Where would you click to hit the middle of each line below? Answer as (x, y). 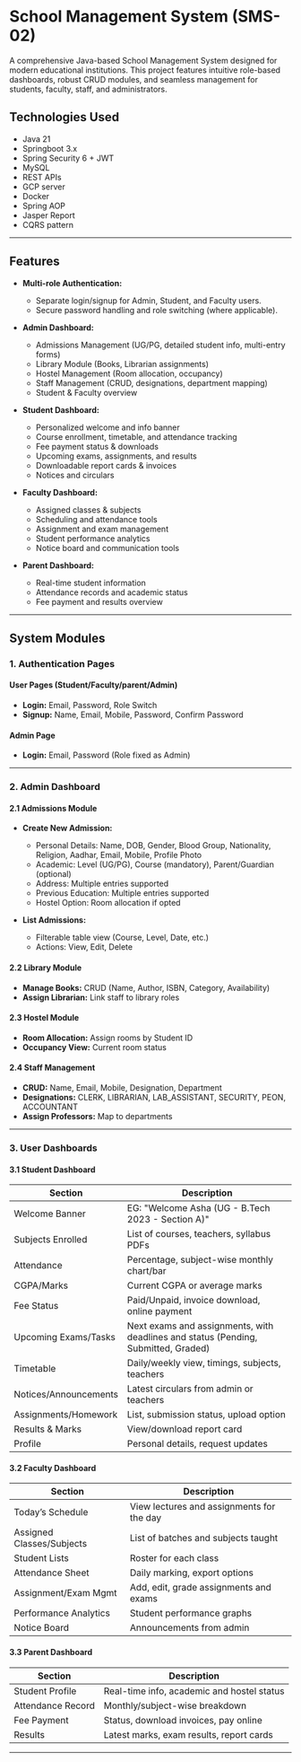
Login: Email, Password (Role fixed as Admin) (106, 755)
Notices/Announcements (66, 1395)
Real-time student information (90, 583)
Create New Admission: (67, 828)
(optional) (53, 874)
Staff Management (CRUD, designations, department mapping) (152, 382)
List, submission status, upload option (206, 1415)
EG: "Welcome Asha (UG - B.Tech (198, 1208)
